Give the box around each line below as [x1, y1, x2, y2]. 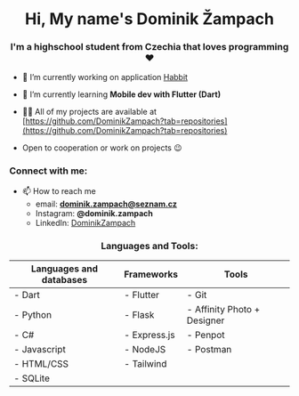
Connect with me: [9, 165, 88, 177]
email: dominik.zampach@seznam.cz [35, 198, 178, 209]
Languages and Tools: [101, 239, 198, 252]
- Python [13, 309, 52, 321]
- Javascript [13, 343, 67, 356]
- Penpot [186, 329, 225, 342]
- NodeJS [124, 343, 166, 356]
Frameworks [124, 268, 179, 280]
